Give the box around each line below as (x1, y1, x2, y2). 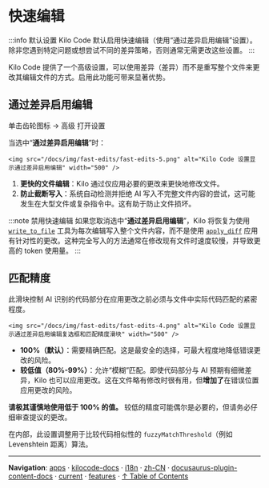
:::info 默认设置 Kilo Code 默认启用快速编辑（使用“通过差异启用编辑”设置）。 (8, 35, 258, 45)
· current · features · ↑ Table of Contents (54, 471, 189, 481)
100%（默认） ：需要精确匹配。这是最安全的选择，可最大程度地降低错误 (19, 345, 254, 354)
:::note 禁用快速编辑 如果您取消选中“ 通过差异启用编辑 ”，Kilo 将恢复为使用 (8, 215, 251, 225)
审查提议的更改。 (14, 412, 72, 422)
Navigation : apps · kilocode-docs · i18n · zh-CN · (8, 462, 171, 472)
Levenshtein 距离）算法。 (8, 439, 93, 449)
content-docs (8, 471, 54, 481)
